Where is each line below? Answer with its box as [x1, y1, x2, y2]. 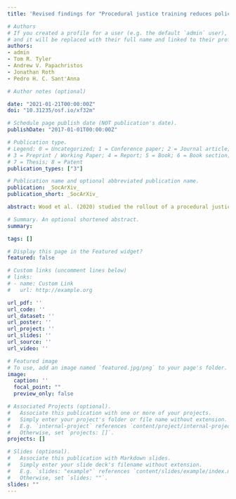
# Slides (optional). [7, 448, 71, 455]
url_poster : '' [7, 319, 52, 326]
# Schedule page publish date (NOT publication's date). [7, 120, 178, 127]
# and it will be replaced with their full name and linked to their [7, 36, 216, 43]
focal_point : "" [13, 384, 61, 391]
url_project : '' [7, 326, 55, 333]
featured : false [7, 254, 55, 262]
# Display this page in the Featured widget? [7, 248, 143, 255]
